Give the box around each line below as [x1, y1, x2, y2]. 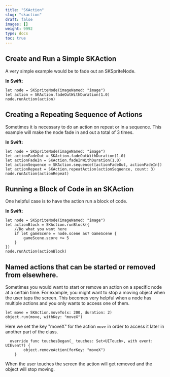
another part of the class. [5, 329, 58, 335]
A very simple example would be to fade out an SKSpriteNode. [5, 68, 136, 74]
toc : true [5, 36, 26, 41]
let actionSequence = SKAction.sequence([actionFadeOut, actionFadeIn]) [5, 162, 162, 167]
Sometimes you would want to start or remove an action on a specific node [5, 284, 162, 290]
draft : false [5, 17, 33, 22]
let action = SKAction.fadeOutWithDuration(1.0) [5, 92, 110, 97]
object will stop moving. [5, 366, 55, 372]
